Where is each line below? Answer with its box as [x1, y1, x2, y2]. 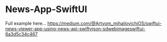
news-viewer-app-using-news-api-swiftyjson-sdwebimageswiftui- [5, 25, 146, 31]
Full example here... [5, 20, 47, 26]
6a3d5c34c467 [5, 31, 38, 37]
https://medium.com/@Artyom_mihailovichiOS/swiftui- [47, 20, 162, 26]
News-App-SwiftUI [5, 4, 88, 15]
